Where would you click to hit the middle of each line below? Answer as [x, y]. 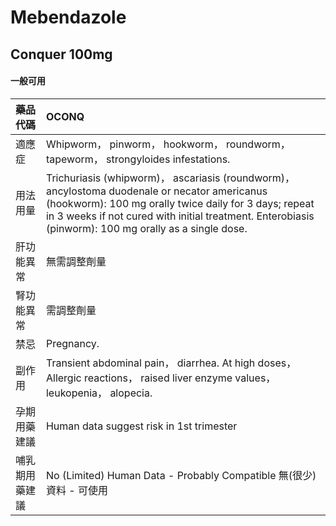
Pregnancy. [72, 343]
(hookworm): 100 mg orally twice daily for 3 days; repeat [180, 203]
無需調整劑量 [76, 261]
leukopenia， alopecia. [99, 393]
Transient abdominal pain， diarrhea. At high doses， [171, 363]
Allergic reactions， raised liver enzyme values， [161, 378]
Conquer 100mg [61, 54]
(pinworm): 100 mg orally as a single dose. [146, 228]
